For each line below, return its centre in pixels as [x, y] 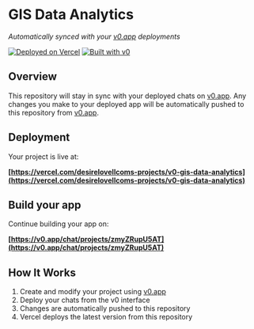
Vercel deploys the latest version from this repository [106, 317]
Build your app [45, 204]
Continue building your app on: [59, 224]
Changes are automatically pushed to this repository [105, 308]
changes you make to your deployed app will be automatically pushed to [126, 104]
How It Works [42, 272]
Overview [33, 77]
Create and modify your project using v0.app [93, 292]
